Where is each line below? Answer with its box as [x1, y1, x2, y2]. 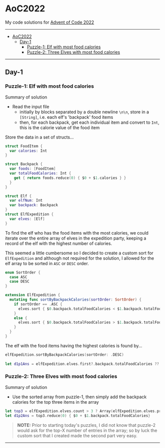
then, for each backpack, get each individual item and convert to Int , [19, 119, 160, 125]
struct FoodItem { [5, 143, 43, 148]
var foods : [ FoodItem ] [9, 166, 56, 172]
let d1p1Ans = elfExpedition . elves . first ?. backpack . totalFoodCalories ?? [5, 361, 160, 366]
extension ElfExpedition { [5, 293, 60, 298]
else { [14, 315, 27, 320]
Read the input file [12, 103, 50, 109]
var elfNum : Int [9, 198, 43, 203]
